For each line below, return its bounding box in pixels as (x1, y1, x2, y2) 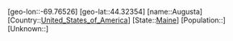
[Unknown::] (7, 24, 49, 33)
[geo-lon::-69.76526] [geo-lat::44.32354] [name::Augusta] (7, 7, 203, 16)
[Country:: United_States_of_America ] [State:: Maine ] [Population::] (7, 15, 227, 25)
